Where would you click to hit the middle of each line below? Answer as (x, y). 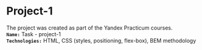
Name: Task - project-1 (33, 34)
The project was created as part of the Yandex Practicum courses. (89, 28)
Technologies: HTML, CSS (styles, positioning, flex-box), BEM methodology (101, 40)
